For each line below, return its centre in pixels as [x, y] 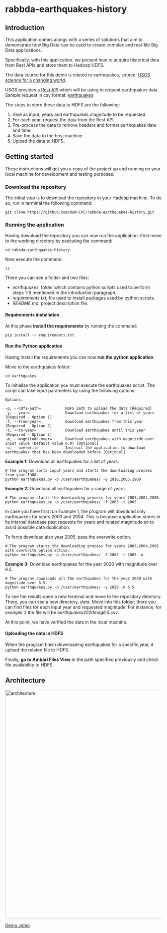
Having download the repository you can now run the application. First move [83, 236]
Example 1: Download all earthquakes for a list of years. [62, 461]
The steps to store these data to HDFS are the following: [63, 105]
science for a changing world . [36, 80]
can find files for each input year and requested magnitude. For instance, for [83, 607]
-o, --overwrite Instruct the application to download [75, 448]
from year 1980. [22, 475]
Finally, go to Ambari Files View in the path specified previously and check [82, 659]
